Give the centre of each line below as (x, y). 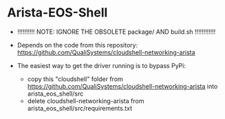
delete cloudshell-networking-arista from (86, 100)
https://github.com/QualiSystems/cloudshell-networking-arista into (122, 86)
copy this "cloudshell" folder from (75, 79)
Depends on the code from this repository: (77, 45)
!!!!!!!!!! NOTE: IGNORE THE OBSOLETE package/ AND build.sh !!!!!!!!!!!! (116, 32)
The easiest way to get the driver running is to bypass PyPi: (101, 65)
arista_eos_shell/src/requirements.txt (80, 108)
